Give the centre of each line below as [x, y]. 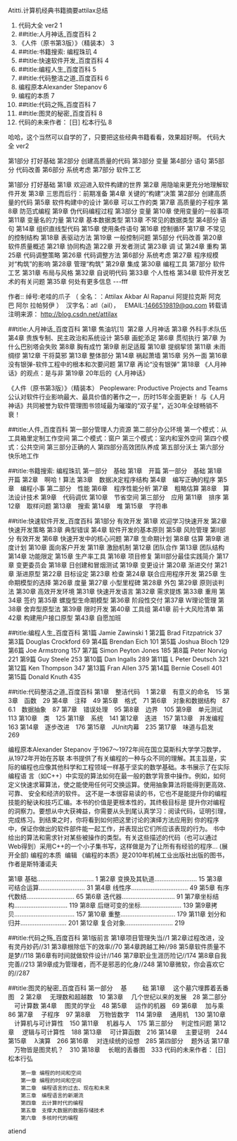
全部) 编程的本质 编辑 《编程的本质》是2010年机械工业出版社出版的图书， [121, 855]
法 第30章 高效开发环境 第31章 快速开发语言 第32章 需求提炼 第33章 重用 [113, 591]
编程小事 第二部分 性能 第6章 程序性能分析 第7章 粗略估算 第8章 [118, 488]
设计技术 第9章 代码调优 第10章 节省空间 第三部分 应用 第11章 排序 [117, 497]
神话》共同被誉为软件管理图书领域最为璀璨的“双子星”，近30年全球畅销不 [113, 406]
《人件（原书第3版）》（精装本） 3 [66, 43]
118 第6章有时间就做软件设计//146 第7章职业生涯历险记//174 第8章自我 [126, 955]
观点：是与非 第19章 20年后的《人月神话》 [88, 373]
